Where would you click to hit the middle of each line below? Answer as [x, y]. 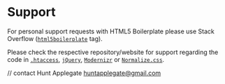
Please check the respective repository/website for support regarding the [113, 52]
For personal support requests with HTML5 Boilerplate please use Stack [111, 31]
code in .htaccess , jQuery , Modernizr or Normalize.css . [86, 59]
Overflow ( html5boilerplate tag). [55, 38]
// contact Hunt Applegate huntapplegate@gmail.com [84, 73]
